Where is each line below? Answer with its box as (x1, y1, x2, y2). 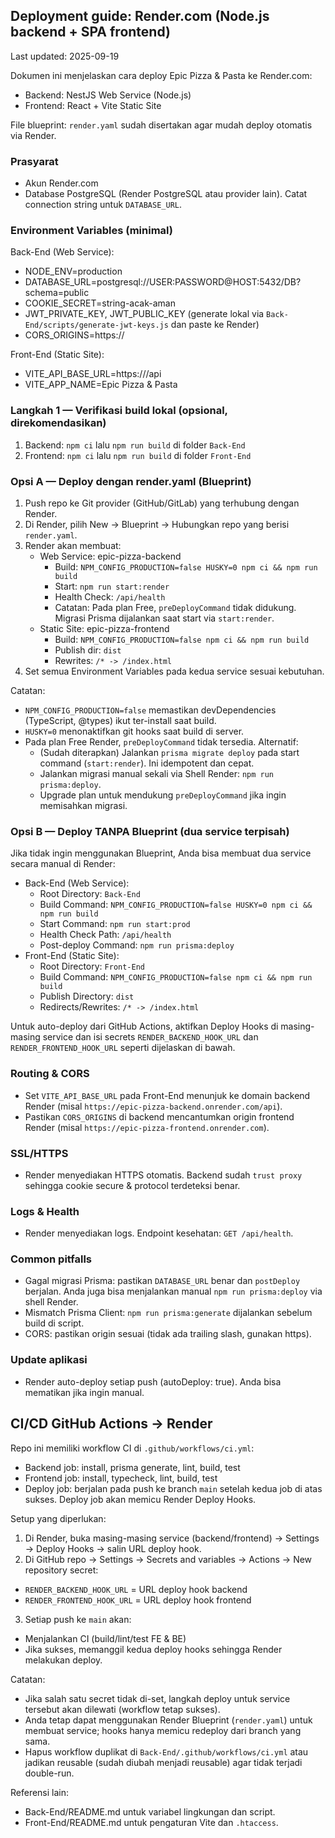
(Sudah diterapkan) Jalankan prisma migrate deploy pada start (39, 747, 300, 758)
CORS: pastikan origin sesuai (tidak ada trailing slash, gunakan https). (24, 1328, 312, 1340)
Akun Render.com (24, 177, 99, 189)
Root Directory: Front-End (39, 960, 146, 973)
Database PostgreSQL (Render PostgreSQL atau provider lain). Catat (24, 188, 308, 200)
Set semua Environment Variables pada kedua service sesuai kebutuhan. (24, 665, 325, 677)
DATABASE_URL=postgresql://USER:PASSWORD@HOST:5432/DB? (24, 276, 302, 288)
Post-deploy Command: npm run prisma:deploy (39, 939, 235, 951)
